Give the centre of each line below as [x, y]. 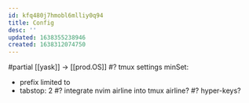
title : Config [31, 23]
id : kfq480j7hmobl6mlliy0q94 [56, 15]
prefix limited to [45, 83]
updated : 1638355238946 [47, 37]
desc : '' [22, 30]
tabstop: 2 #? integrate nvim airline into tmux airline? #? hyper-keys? [130, 90]
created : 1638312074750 [47, 45]
